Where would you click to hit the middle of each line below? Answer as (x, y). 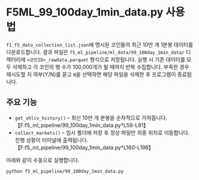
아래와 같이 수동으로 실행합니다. (43, 160)
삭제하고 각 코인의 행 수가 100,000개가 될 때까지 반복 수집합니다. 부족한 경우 (101, 67)
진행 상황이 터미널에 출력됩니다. (51, 140)
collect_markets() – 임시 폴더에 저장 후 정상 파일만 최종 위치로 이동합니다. (102, 132)
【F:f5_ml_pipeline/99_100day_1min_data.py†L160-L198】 (84, 147)
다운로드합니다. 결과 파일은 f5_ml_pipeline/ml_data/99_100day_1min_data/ (95, 52)
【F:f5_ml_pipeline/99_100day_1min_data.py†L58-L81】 (82, 125)
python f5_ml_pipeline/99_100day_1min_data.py (65, 171)
